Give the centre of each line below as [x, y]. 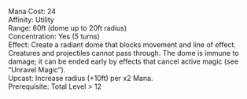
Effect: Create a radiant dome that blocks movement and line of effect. [122, 45]
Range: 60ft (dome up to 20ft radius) [68, 28]
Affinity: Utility [31, 20]
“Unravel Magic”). [37, 70]
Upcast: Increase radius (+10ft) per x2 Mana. [81, 78]
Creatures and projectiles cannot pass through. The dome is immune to [124, 53]
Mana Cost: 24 [32, 11]
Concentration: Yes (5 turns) [54, 36]
